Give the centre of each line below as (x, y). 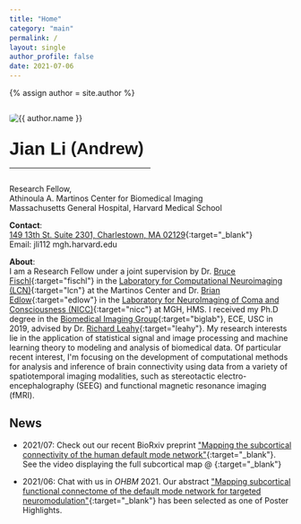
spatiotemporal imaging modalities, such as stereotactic (112, 376)
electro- (232, 376)
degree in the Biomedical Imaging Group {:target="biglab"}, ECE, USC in (141, 319)
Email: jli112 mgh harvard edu (64, 245)
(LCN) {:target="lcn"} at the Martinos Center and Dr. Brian (115, 291)
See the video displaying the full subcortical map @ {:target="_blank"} (152, 464)
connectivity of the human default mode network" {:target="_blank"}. (149, 454)
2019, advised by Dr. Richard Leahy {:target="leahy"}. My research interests (148, 328)
